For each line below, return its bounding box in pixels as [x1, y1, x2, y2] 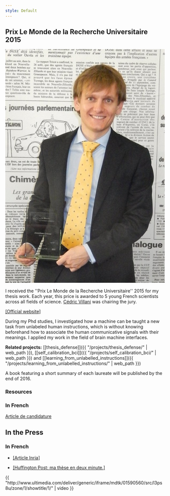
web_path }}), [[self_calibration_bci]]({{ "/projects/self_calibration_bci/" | [5, 350, 157, 356]
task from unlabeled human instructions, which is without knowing [5, 323, 143, 329]
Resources [5, 388, 32, 395]
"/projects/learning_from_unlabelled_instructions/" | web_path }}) [5, 360, 141, 366]
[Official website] [5, 308, 41, 314]
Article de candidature [5, 413, 52, 419]
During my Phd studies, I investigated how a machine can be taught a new [5, 318, 160, 324]
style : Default [5, 8, 37, 13]
